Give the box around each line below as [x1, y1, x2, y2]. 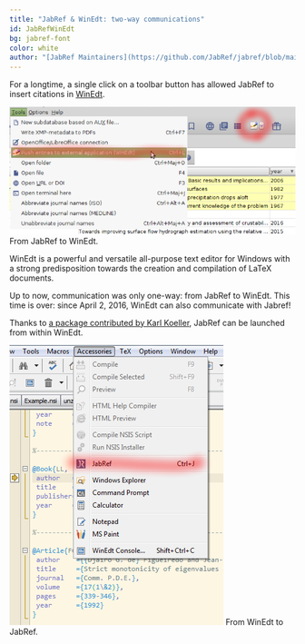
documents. [9, 272, 54, 283]
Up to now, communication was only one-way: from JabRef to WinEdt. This [9, 290, 290, 301]
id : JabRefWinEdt [9, 24, 75, 34]
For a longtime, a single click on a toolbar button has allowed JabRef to [9, 79, 275, 90]
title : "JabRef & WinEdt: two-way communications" [9, 15, 205, 24]
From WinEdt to [225, 616, 284, 627]
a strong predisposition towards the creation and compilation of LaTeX [9, 263, 272, 273]
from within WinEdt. [9, 327, 84, 338]
